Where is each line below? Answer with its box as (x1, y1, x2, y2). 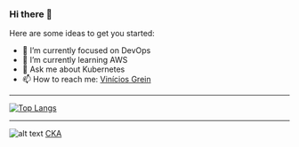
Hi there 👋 (9, 8, 53, 20)
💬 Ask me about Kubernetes (21, 64, 125, 74)
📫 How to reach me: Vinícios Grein (21, 74, 151, 85)
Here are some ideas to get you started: (9, 28, 156, 39)
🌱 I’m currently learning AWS (21, 55, 128, 66)
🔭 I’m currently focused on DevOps (21, 45, 151, 56)
